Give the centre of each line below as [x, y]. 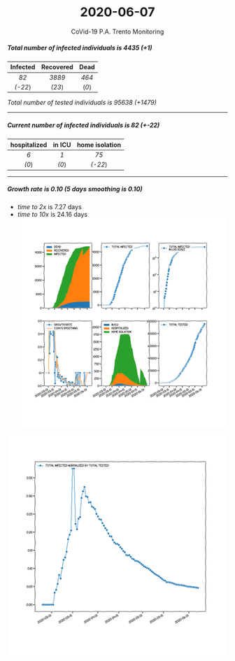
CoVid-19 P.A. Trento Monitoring [117, 31]
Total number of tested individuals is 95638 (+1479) [82, 103]
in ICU [62, 145]
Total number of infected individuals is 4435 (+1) [80, 48]
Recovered [57, 67]
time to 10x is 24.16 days [52, 214]
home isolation [99, 145]
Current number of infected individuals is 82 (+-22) [84, 125]
